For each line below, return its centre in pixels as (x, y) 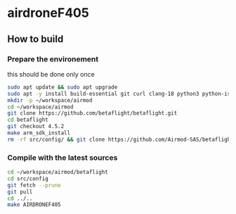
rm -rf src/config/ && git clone (56, 139)
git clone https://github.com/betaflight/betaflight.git (92, 113)
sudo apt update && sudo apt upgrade (63, 87)
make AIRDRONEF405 (34, 205)
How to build (35, 39)
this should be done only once (51, 74)
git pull (20, 191)
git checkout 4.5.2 (36, 127)
